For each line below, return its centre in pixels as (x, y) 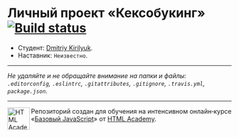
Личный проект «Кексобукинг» (106, 13)
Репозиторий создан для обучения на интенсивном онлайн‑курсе (131, 111)
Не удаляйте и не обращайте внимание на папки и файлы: (97, 75)
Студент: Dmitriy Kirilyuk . (55, 48)
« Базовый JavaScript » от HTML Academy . (94, 119)
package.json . (27, 91)
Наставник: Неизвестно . (53, 55)
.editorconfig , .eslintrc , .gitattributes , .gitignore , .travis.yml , (106, 83)
